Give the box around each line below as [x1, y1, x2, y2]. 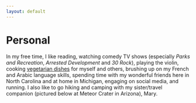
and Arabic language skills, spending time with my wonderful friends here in [6, 71, 190, 79]
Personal [6, 33, 51, 47]
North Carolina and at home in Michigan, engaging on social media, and [6, 77, 179, 84]
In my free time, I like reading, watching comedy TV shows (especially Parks [6, 53, 190, 60]
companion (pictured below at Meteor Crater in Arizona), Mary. [6, 90, 158, 97]
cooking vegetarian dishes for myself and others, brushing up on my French [6, 65, 189, 72]
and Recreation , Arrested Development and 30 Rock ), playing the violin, [6, 59, 179, 66]
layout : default [6, 8, 46, 15]
